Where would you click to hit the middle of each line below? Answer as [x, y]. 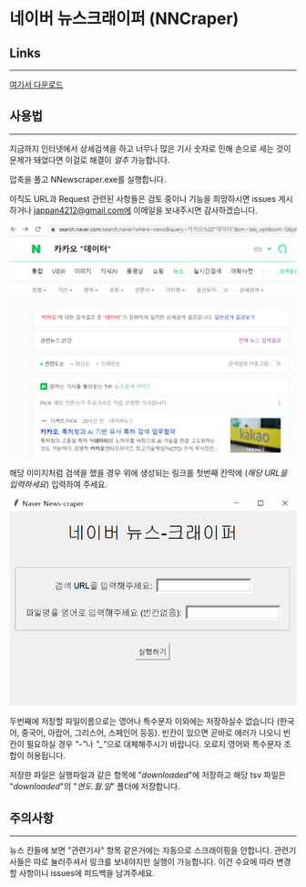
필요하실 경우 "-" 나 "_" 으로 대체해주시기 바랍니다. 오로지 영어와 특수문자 [154, 744]
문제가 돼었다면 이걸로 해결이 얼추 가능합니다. [90, 160]
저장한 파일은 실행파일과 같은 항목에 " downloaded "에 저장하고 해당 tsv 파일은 [148, 775]
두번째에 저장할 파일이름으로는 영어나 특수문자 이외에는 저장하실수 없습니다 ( [145, 722]
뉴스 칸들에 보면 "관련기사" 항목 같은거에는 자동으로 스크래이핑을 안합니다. [141, 850]
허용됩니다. [46, 755]
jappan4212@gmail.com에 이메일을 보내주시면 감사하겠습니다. [145, 210]
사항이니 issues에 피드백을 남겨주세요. [87, 873]
